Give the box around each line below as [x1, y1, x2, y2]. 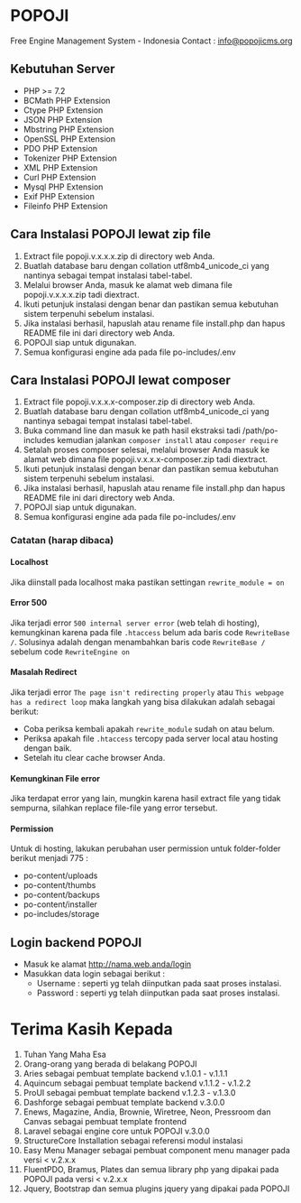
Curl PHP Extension [23, 171, 96, 182]
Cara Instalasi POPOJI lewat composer [10, 372, 231, 388]
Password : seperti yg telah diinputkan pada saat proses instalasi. [36, 987, 280, 998]
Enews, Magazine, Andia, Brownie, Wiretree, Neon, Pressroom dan [23, 1106, 271, 1117]
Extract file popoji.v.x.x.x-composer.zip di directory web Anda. [23, 396, 256, 407]
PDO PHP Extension [23, 143, 98, 153]
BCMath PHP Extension [23, 95, 111, 106]
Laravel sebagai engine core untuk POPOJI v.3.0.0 [23, 1125, 210, 1137]
